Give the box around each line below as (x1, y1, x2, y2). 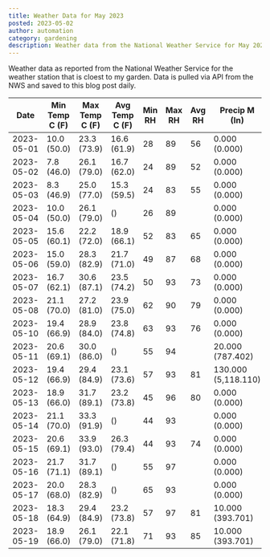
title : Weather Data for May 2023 (8, 11, 125, 20)
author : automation (8, 26, 74, 35)
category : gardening (8, 34, 78, 43)
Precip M (219, 105, 255, 116)
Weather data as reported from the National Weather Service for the (8, 63, 234, 73)
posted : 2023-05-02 (8, 19, 74, 27)
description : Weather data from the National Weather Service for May (8, 42, 250, 50)
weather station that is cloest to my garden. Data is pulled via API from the (8, 72, 254, 82)
